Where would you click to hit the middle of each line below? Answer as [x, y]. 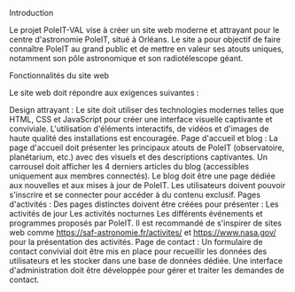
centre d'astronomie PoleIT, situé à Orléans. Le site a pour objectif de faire [145, 39]
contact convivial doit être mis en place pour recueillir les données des [138, 251]
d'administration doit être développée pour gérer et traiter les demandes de [147, 270]
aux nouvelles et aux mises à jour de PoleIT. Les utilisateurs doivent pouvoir [147, 185]
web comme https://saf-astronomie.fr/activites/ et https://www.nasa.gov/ [143, 233]
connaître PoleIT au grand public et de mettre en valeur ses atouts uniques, [147, 49]
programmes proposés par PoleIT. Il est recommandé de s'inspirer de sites [145, 223]
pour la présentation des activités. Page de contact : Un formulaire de [136, 242]
